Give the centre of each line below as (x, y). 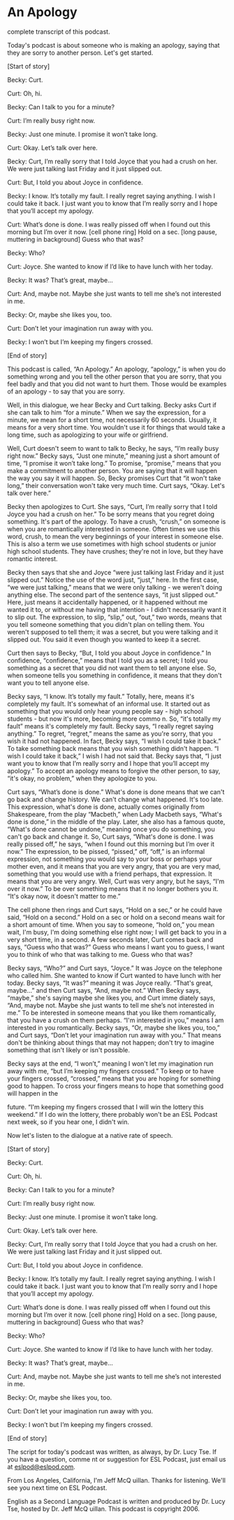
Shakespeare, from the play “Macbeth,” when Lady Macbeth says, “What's (115, 814)
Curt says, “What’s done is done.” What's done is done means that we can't (116, 792)
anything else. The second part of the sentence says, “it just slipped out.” (113, 595)
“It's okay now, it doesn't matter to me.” (64, 896)
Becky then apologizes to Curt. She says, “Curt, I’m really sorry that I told (112, 506)
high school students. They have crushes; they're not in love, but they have (115, 551)
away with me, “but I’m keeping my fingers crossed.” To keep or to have (111, 1071)
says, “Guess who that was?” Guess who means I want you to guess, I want (116, 946)
